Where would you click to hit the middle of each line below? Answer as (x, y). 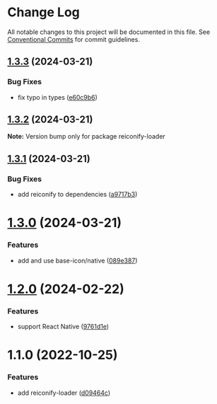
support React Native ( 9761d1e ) (63, 327)
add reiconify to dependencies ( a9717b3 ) (77, 195)
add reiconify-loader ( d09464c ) (64, 393)
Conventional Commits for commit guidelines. (74, 39)
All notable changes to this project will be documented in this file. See (109, 32)
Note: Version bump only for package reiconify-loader (87, 137)
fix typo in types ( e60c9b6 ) (57, 97)
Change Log (43, 12)
